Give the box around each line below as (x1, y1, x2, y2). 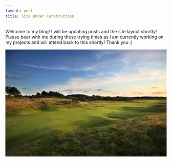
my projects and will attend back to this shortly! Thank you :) (5, 39, 133, 45)
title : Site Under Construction (5, 13, 74, 19)
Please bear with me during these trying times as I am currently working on (5, 34, 164, 40)
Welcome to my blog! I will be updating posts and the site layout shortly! (5, 28, 157, 34)
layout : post (5, 8, 33, 13)
